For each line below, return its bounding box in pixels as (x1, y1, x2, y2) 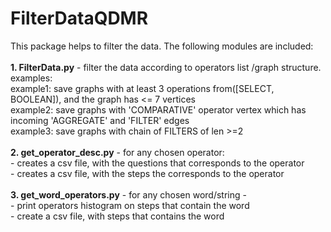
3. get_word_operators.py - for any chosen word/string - (10, 188, 247, 201)
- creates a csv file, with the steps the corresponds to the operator (10, 167, 285, 179)
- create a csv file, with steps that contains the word (10, 210, 225, 222)
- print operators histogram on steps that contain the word (10, 199, 250, 211)
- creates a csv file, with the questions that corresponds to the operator (10, 157, 305, 169)
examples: (10, 72, 53, 84)
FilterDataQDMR (10, 7, 149, 30)
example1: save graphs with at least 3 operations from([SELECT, (10, 82, 275, 94)
